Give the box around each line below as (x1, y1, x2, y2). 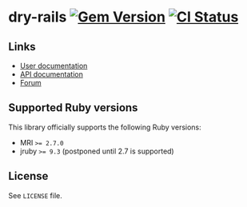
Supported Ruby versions (8, 101, 138, 115)
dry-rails (8, 8, 67, 26)
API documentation (19, 70, 84, 79)
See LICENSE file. (8, 190, 62, 200)
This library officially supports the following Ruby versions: (8, 122, 201, 132)
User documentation (19, 61, 88, 70)
